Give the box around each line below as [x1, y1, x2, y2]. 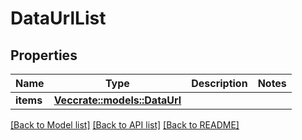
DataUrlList [10, 7, 107, 30]
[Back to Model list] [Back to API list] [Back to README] [10, 119, 240, 131]
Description [191, 77, 248, 90]
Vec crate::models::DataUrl [53, 93, 182, 107]
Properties [10, 47, 78, 64]
